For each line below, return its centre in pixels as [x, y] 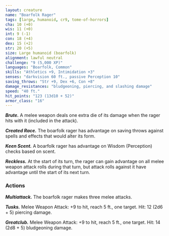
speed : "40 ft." [23, 91]
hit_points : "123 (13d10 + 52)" [40, 96]
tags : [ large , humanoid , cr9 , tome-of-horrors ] [57, 19]
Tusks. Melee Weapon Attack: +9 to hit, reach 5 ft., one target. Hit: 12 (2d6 [84, 207]
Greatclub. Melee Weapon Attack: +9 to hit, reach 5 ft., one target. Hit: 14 [83, 222]
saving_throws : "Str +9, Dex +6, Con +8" [50, 82]
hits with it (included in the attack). [42, 121]
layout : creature [24, 10]
